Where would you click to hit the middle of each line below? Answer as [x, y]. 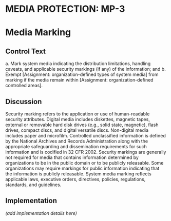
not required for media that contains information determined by [72, 157]
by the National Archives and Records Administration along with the [77, 141]
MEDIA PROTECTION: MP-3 [65, 9]
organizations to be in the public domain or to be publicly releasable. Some [84, 163]
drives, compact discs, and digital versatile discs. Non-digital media [77, 130]
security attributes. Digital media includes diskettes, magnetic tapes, [78, 119]
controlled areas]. [24, 86]
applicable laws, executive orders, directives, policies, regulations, [75, 179]
